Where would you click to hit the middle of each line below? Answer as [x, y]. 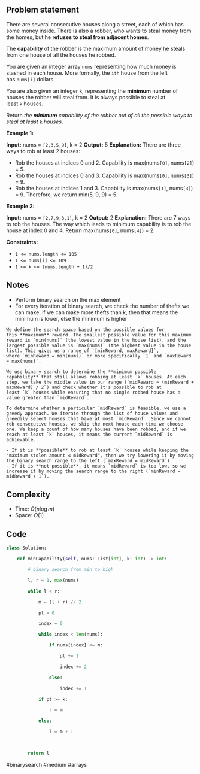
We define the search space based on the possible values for [85, 330]
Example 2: [20, 206]
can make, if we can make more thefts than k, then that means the [96, 312]
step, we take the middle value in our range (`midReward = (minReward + [100, 382]
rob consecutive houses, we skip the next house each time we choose [95, 424]
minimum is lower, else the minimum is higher [71, 318]
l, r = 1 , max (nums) [53, 580]
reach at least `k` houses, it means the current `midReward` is [89, 434]
